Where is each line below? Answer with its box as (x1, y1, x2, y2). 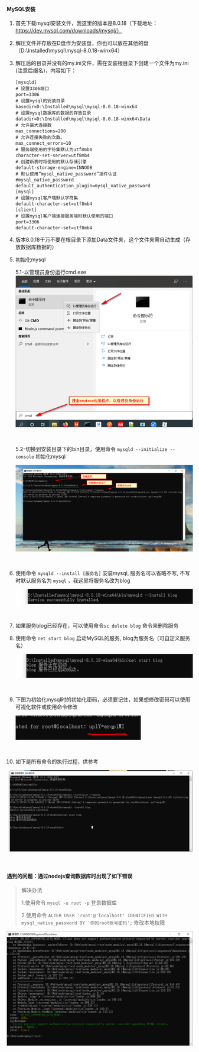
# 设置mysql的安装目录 (15, 98, 66, 104)
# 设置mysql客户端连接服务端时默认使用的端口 (15, 213, 113, 219)
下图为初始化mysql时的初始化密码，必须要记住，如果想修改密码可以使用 (15, 696, 191, 703)
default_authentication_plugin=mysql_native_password (15, 183, 151, 189)
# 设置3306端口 (15, 86, 50, 92)
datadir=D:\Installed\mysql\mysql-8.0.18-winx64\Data (15, 116, 151, 122)
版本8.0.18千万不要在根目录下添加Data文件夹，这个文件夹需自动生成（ (15, 236, 185, 243)
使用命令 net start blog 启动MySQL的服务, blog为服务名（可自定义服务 (15, 634, 191, 641)
